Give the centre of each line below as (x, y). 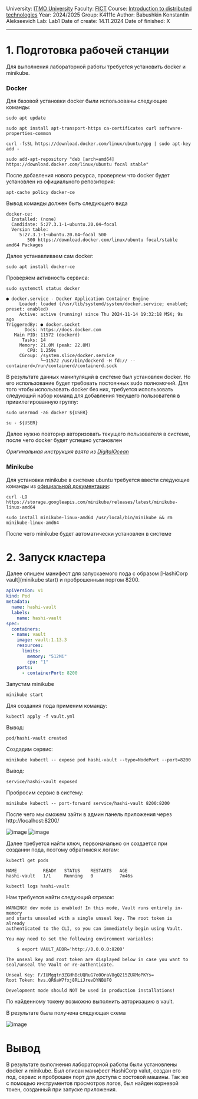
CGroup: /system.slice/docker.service (67, 356)
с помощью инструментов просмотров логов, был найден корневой (92, 1083)
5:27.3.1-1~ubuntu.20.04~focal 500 (63, 235)
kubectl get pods (27, 861)
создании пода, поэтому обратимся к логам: (63, 850)
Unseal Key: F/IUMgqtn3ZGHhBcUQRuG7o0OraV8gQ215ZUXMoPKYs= (80, 975)
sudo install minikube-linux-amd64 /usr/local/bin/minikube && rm (89, 517)
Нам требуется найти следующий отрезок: (60, 897)
